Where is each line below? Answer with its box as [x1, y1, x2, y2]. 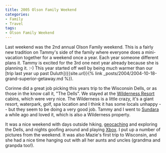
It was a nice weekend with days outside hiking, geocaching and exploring [5, 121, 158, 127]
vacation [5, 55, 23, 60]
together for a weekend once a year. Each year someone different [24, 55, 159, 60]
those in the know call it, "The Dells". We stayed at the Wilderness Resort [5, 90, 155, 96]
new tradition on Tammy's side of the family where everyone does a [5, 49, 144, 55]
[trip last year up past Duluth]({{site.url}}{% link [5, 71, 103, 76]
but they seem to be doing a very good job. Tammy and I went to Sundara [8, 106, 159, 112]
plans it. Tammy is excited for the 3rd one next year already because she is [5, 60, 159, 66]
